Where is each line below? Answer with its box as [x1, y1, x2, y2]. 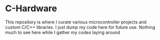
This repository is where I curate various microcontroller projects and [5, 19, 147, 25]
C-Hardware [5, 3, 57, 14]
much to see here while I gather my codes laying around [5, 29, 120, 35]
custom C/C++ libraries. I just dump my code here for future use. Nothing [5, 24, 156, 30]
